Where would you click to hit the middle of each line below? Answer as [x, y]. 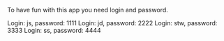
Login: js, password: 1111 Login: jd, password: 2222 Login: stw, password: [112, 23]
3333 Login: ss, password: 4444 [54, 30]
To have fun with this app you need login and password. [88, 10]
